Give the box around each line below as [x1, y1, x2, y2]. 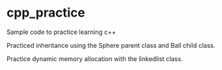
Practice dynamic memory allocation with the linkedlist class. [6, 54, 183, 63]
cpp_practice [6, 5, 86, 21]
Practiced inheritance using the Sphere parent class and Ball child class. [6, 41, 216, 49]
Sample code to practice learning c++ [6, 28, 117, 36]
